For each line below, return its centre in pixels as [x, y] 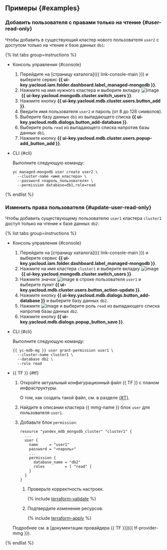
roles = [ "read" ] [62, 466]
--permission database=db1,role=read [56, 185]
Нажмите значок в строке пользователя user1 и [80, 279]
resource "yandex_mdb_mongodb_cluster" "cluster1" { [76, 431]
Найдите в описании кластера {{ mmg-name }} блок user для [85, 407]
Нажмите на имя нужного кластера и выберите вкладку [80, 90]
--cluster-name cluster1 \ [45, 355]
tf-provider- [146, 527]
